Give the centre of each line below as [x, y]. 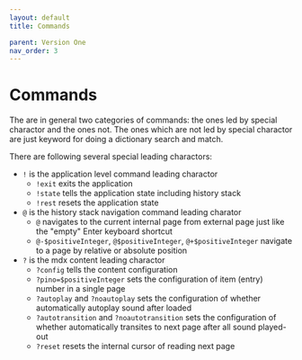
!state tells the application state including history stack [138, 193]
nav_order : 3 [34, 50]
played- [272, 327]
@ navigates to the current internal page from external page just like [160, 222]
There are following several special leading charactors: [111, 157]
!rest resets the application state [97, 202]
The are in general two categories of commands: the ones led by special [143, 120]
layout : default [40, 18]
